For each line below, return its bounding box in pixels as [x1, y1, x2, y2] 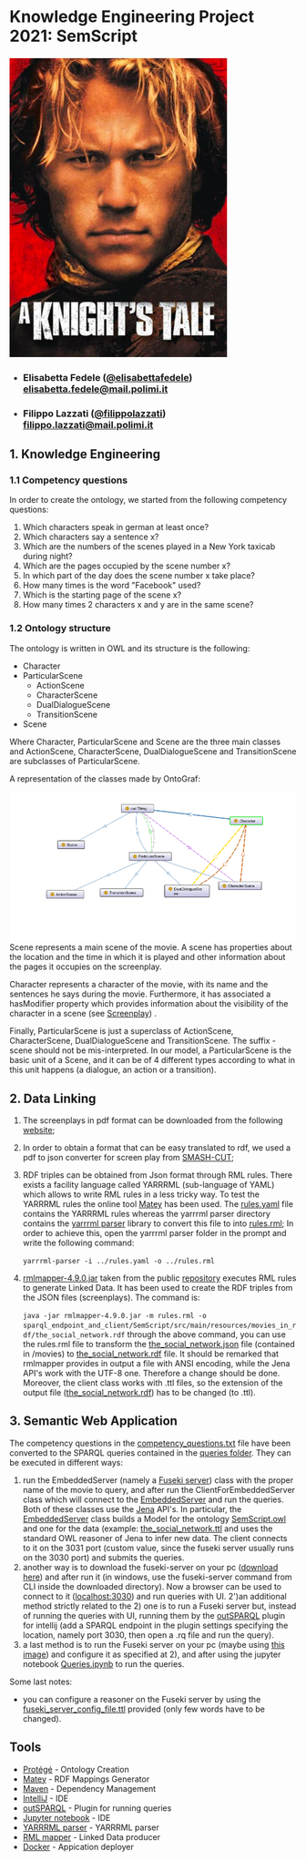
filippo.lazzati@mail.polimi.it [22, 418, 154, 431]
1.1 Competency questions [9, 474, 128, 486]
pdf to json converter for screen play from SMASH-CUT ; [22, 1152, 234, 1163]
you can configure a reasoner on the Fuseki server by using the [22, 1693, 261, 1704]
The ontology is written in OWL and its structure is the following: [9, 642, 250, 653]
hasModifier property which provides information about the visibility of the [9, 998, 289, 1009]
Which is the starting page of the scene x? [22, 589, 182, 600]
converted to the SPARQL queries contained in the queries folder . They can [9, 1447, 291, 1458]
